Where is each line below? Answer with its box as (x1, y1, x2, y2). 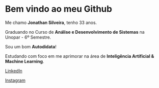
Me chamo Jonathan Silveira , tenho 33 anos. (5, 20, 97, 25)
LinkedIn (5, 67, 23, 74)
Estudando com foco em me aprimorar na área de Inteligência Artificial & (5, 53, 155, 59)
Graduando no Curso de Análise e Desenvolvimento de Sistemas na (5, 29, 145, 35)
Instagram (5, 77, 26, 83)
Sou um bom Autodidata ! (5, 44, 56, 49)
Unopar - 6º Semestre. (5, 34, 52, 40)
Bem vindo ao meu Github (5, 3, 112, 15)
